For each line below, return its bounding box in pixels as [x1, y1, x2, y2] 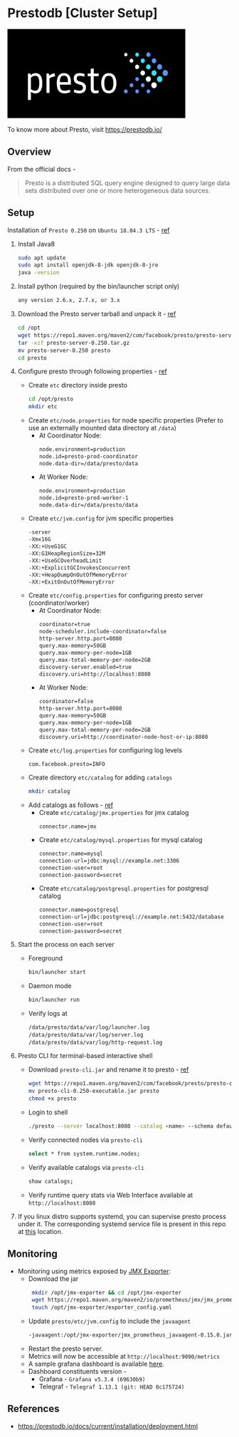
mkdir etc [28, 403, 58, 410]
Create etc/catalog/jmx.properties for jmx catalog [38, 809, 189, 817]
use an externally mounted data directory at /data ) [28, 424, 176, 432]
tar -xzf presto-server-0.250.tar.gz [17, 339, 130, 346]
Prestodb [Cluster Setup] [7, 5, 158, 21]
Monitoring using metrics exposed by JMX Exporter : [17, 1267, 171, 1275]
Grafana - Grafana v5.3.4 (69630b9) [38, 1375, 146, 1383]
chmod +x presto [28, 1095, 77, 1102]
